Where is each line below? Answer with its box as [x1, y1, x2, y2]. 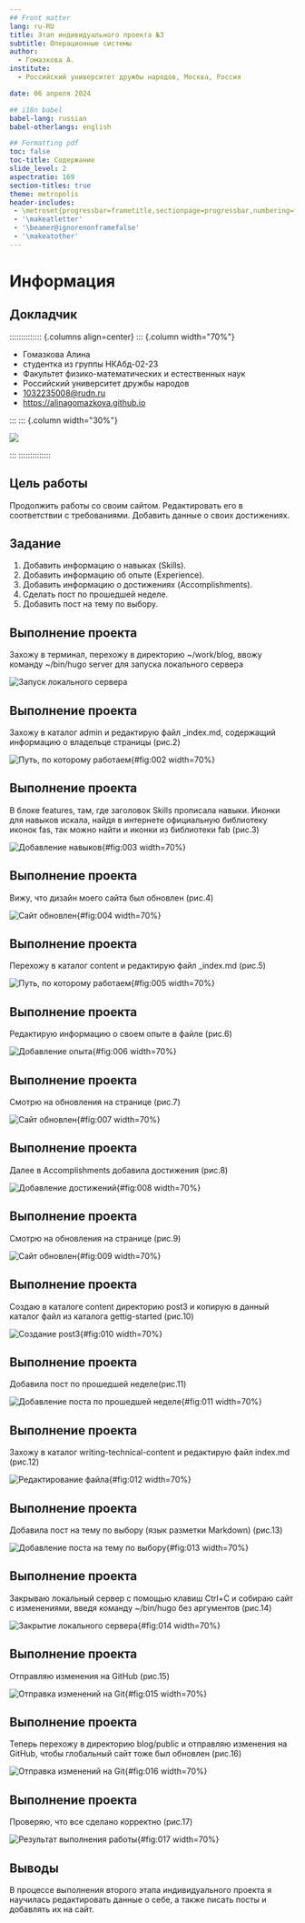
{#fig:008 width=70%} [116, 1182, 202, 1193]
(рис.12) [9, 1456, 40, 1467]
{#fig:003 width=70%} [101, 841, 186, 852]
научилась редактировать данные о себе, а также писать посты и [9, 1894, 267, 1905]
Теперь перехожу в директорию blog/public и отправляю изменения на [9, 1738, 288, 1749]
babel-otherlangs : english [9, 122, 112, 132]
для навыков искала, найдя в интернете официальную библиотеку [9, 814, 268, 825]
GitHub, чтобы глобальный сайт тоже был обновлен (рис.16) [9, 1748, 242, 1759]
